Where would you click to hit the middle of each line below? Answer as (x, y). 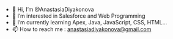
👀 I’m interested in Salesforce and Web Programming (79, 16)
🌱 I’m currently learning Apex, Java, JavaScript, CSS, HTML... (90, 22)
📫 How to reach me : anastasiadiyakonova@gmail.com (82, 29)
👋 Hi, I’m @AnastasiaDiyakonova (53, 9)
